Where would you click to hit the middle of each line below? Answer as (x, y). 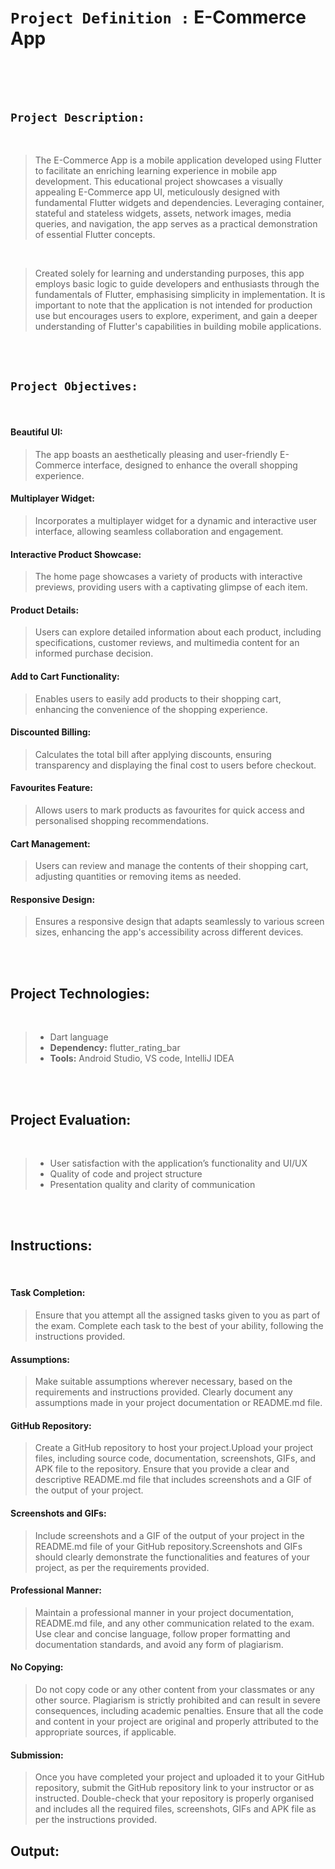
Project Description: (77, 118)
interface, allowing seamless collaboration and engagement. (159, 531)
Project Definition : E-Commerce (158, 17)
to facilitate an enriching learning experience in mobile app (156, 170)
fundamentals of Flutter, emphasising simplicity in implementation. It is (180, 294)
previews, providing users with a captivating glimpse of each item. (171, 587)
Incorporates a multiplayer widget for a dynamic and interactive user (176, 520)
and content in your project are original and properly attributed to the (176, 1722)
